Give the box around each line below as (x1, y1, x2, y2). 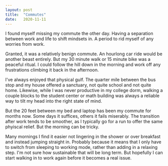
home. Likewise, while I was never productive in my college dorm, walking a (5, 88, 163, 94)
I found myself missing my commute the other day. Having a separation (5, 31, 153, 37)
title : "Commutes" (5, 12, 46, 17)
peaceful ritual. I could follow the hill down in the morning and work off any (5, 61, 161, 68)
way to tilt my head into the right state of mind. (5, 98, 102, 104)
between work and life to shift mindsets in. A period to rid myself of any (5, 36, 154, 42)
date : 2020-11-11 (5, 17, 46, 22)
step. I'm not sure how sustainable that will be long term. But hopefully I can (5, 149, 163, 156)
